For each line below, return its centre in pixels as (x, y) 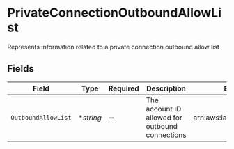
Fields (21, 69)
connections (166, 135)
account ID (164, 109)
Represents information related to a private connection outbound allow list (113, 47)
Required (124, 88)
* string (90, 118)
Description (166, 88)
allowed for (164, 118)
